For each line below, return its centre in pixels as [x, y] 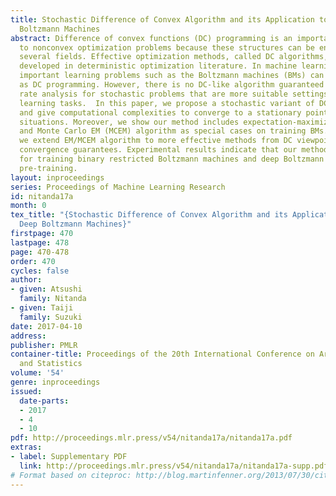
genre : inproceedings [55, 382]
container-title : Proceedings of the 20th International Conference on [162, 354]
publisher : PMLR [44, 345]
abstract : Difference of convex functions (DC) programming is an [151, 38]
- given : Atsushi [46, 289]
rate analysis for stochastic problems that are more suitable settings [174, 94]
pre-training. [48, 168]
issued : [26, 391]
